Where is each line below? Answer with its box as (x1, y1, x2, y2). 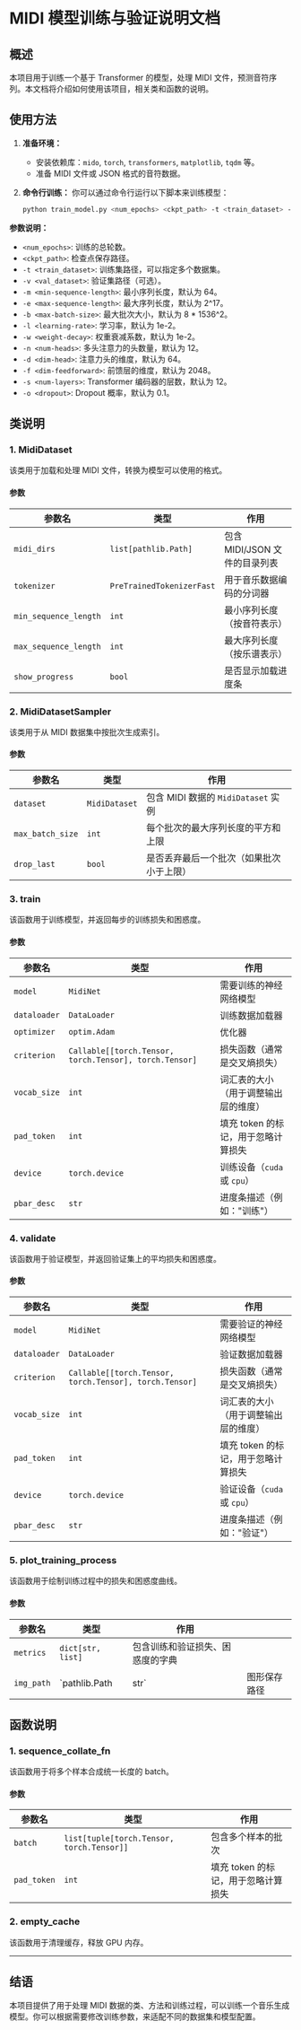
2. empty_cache (9, 1915, 81, 1928)
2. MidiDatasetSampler (9, 705, 112, 718)
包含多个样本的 (210, 1831, 274, 1843)
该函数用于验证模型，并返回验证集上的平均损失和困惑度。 (9, 1253, 221, 1264)
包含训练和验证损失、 (132, 1640, 222, 1652)
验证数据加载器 (219, 1348, 283, 1361)
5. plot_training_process (9, 1554, 117, 1566)
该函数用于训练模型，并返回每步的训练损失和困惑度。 (9, 914, 206, 925)
